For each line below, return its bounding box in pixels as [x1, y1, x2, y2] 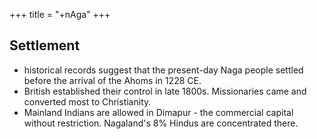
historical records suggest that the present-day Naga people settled [23, 64, 304, 76]
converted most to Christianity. [23, 95, 152, 108]
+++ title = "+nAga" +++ [9, 9, 111, 20]
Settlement [9, 37, 81, 54]
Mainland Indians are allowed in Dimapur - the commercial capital [23, 106, 294, 118]
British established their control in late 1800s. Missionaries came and [23, 85, 307, 97]
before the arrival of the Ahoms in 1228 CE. [23, 74, 202, 86]
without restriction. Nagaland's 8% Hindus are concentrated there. [23, 117, 299, 129]
